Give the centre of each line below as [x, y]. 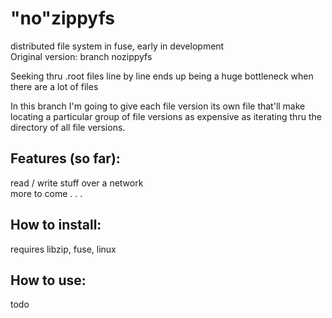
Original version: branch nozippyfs [81, 56]
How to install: [56, 225]
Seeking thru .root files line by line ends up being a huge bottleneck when [162, 76]
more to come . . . [46, 193]
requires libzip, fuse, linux [63, 249]
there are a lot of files [54, 86]
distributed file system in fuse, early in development [117, 46]
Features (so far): [65, 158]
